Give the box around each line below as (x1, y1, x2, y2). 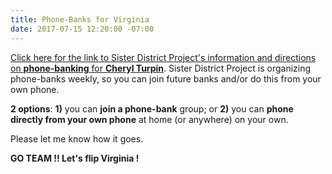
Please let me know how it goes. (10, 132, 144, 145)
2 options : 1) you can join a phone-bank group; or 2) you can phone (10, 102, 294, 115)
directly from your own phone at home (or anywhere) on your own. (10, 113, 289, 125)
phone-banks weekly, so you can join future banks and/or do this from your (10, 72, 322, 85)
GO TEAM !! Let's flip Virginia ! (10, 152, 140, 164)
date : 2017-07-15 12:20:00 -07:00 (10, 24, 155, 34)
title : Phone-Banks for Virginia (10, 14, 150, 25)
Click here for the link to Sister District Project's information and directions (10, 51, 317, 63)
